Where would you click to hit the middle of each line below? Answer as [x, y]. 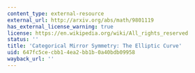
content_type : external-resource [56, 14]
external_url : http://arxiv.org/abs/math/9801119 [81, 20]
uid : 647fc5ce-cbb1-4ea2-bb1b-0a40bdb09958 [71, 53]
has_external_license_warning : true [60, 26]
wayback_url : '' [31, 59]
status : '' [23, 40]
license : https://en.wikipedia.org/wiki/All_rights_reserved [98, 33]
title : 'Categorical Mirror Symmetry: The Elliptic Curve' [95, 46]
